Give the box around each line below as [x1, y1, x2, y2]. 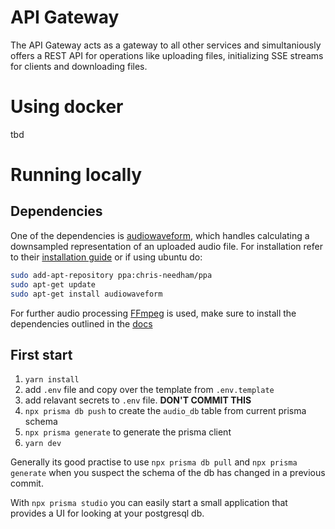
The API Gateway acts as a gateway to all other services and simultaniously [10, 39, 322, 51]
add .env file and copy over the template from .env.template [24, 384, 275, 396]
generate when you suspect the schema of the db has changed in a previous [10, 467, 326, 479]
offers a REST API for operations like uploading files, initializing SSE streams [10, 49, 324, 61]
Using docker [10, 96, 124, 118]
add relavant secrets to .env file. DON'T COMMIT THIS [24, 394, 252, 406]
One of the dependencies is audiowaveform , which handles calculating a [10, 229, 310, 241]
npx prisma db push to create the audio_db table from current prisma [24, 405, 307, 417]
